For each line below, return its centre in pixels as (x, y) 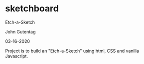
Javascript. (17, 56)
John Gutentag (20, 32)
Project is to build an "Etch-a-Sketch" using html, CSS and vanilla (72, 51)
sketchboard (32, 9)
